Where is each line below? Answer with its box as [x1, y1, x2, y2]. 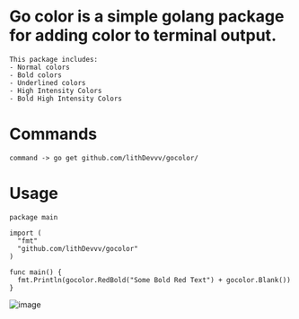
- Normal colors [9, 63, 70, 72]
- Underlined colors [9, 78, 87, 87]
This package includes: [9, 55, 99, 64]
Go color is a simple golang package [9, 6, 285, 27]
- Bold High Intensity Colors [9, 94, 123, 103]
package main [9, 212, 58, 221]
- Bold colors [9, 70, 63, 80]
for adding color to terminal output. [9, 25, 277, 46]
